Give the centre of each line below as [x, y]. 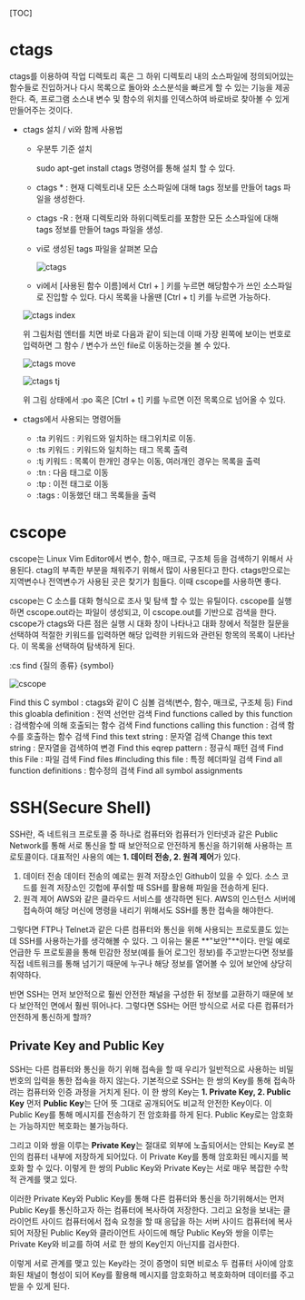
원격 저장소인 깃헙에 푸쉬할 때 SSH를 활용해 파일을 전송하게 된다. [154, 887]
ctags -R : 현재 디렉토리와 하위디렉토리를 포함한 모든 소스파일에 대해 [157, 218]
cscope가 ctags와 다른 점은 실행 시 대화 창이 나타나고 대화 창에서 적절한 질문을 [149, 623]
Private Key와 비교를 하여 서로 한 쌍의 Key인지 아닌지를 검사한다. [125, 1244]
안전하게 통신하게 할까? [50, 1017]
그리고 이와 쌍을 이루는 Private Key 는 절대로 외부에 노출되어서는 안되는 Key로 [148, 1145]
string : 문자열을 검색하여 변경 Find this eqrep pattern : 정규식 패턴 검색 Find [147, 748]
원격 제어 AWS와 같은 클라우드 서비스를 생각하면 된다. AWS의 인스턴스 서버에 [159, 898]
